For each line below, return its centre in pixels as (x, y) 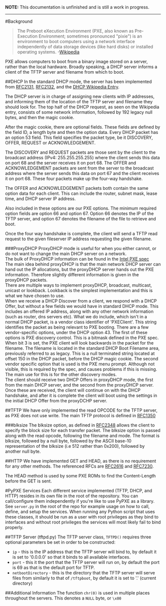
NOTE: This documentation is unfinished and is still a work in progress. (77, 7)
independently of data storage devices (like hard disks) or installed (85, 47)
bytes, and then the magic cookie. (40, 117)
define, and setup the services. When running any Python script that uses (80, 512)
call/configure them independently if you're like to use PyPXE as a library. (80, 501)
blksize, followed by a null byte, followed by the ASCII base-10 (68, 441)
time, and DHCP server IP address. (41, 199)
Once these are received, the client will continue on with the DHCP (73, 390)
